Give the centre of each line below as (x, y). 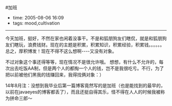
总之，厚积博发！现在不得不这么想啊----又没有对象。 (61, 51)
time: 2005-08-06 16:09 (38, 18)
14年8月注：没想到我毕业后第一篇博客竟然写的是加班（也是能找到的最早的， (85, 85)
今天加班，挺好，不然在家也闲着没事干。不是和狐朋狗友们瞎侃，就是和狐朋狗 (86, 38)
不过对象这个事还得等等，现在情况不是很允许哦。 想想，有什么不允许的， (82, 62)
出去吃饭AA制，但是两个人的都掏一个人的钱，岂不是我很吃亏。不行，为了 (87, 68)
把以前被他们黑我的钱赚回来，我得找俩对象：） (55, 75)
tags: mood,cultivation (36, 23)
